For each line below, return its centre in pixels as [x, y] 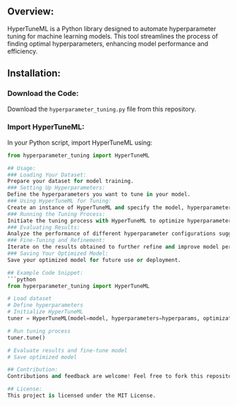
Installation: [34, 73]
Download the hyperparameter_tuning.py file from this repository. [102, 109]
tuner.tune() [26, 338]
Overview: [31, 12]
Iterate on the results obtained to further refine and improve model [113, 247]
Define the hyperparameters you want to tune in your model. [99, 195]
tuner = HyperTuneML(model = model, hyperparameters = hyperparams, [104, 318]
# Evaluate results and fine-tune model [68, 350]
